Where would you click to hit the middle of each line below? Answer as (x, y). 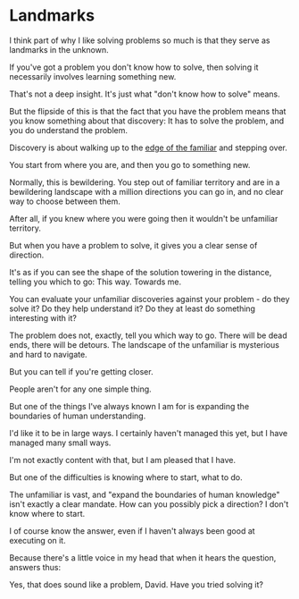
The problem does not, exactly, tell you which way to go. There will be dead (148, 335)
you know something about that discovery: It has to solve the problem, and (147, 121)
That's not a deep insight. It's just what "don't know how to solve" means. (145, 94)
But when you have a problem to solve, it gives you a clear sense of (133, 245)
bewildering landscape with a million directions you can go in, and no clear (146, 191)
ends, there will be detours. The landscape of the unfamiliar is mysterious (144, 344)
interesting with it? (43, 317)
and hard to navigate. (48, 354)
